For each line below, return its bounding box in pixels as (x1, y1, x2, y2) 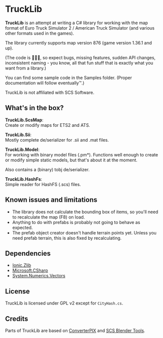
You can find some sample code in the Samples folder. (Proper (5, 75, 132, 80)
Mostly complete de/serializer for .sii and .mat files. (5, 137, 109, 143)
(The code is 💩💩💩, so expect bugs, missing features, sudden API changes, (5, 54, 156, 60)
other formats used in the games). (5, 30, 74, 36)
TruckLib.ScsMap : (5, 117, 43, 123)
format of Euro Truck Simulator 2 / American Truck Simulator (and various (5, 25, 155, 31)
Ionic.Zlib (12, 263, 31, 268)
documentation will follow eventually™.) (5, 80, 85, 86)
